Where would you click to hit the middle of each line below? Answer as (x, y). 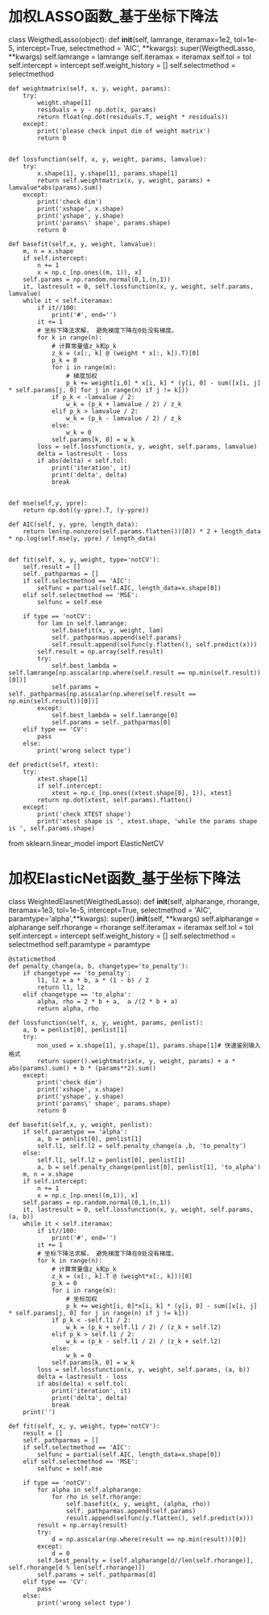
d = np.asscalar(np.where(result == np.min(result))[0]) (149, 1539)
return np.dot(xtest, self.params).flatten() (115, 800)
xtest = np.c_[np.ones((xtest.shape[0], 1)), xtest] (141, 793)
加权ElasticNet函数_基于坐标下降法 (124, 879)
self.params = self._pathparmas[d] (97, 1575)
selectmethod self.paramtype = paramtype (79, 944)
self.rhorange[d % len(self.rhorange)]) (77, 1567)
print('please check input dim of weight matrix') (124, 131)
